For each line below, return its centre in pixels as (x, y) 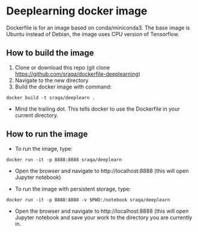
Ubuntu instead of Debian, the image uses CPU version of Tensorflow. (93, 34)
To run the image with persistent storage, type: (73, 189)
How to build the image (50, 53)
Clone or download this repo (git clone (62, 67)
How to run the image (47, 134)
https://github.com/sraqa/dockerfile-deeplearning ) (78, 74)
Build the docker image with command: (63, 87)
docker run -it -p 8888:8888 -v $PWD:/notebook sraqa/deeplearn (88, 200)
